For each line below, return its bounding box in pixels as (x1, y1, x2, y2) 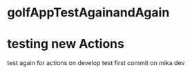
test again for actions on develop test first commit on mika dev (7, 59, 185, 67)
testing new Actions (7, 36, 124, 52)
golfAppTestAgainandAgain (7, 5, 170, 21)
